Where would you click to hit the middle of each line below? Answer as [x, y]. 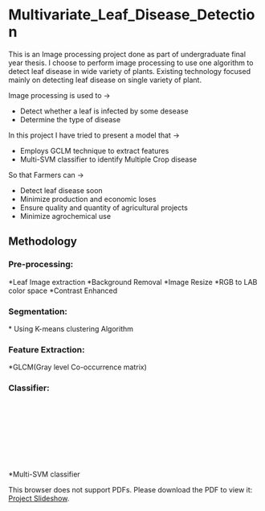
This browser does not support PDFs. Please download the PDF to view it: [130, 489]
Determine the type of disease [70, 119]
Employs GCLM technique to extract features [94, 150]
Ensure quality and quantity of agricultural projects [104, 208]
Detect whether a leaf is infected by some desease [104, 111]
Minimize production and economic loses [88, 199]
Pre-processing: [41, 265]
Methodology [43, 242]
